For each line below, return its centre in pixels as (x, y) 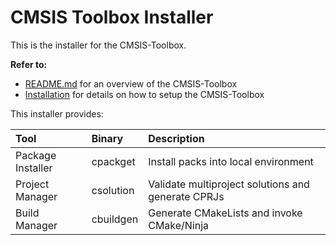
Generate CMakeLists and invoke (225, 213)
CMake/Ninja (179, 225)
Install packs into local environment (231, 161)
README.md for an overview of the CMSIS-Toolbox (131, 83)
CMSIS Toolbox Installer (112, 17)
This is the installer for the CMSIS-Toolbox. (98, 45)
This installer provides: (57, 113)
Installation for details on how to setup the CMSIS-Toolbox (144, 94)
